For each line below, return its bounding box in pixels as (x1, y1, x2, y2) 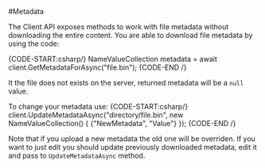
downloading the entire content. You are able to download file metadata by (8, 31, 253, 40)
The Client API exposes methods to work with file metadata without (8, 22, 229, 31)
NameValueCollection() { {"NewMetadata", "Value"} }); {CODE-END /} (8, 119, 236, 128)
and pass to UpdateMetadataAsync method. (8, 151, 146, 160)
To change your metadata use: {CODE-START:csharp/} (8, 102, 189, 111)
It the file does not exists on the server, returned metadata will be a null (8, 78, 244, 87)
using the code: (8, 39, 60, 48)
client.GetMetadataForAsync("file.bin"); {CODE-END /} (8, 63, 187, 72)
